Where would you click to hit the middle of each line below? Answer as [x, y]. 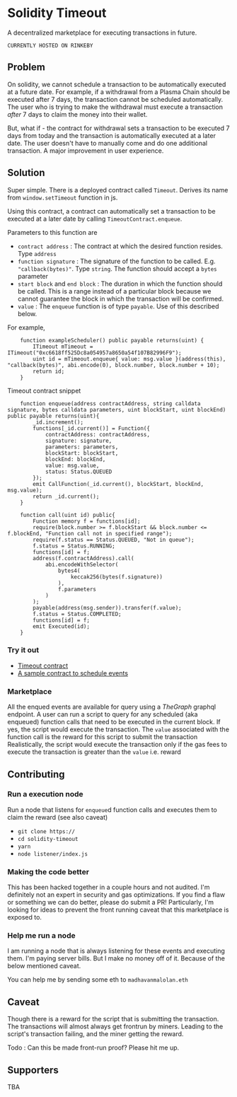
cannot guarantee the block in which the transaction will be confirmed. [121, 298]
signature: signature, [79, 441]
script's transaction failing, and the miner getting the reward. [96, 1034]
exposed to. [25, 917]
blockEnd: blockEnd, [75, 459]
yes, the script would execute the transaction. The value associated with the [118, 729]
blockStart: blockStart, [82, 453]
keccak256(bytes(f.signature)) [116, 577]
